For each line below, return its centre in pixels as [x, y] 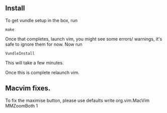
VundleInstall [20, 53]
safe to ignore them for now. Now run [44, 44]
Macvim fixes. [28, 88]
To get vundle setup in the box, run [41, 20]
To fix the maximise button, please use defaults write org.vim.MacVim [77, 100]
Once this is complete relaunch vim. [42, 72]
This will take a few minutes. [34, 63]
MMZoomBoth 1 [22, 105]
